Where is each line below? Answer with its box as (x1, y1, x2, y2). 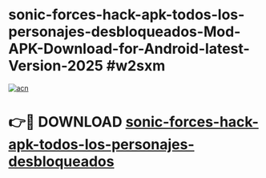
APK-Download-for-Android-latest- (8, 40, 250, 58)
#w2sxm (106, 57, 166, 75)
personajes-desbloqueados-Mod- (8, 22, 241, 41)
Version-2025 (8, 57, 104, 75)
